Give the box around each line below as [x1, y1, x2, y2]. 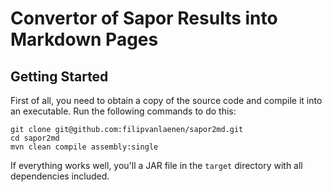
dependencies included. [10, 170, 110, 182]
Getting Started [10, 68, 109, 85]
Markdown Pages [10, 28, 159, 51]
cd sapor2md [10, 133, 60, 143]
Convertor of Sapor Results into [10, 7, 278, 30]
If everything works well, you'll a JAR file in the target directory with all [10, 160, 303, 171]
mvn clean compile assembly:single [10, 142, 159, 152]
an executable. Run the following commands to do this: [10, 105, 237, 117]
